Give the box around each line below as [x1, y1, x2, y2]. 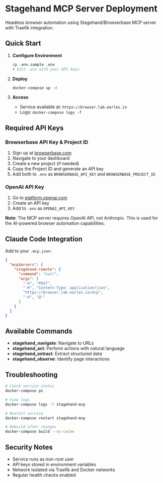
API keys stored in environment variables [12, 461, 96, 467]
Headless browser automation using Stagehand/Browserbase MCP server [5, 19, 157, 25]
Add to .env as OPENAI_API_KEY [12, 205, 75, 212]
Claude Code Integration [5, 235, 83, 243]
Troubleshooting [5, 370, 58, 379]
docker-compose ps [5, 388, 43, 393]
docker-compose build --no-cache [5, 429, 75, 434]
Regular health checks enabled [12, 472, 76, 478]
